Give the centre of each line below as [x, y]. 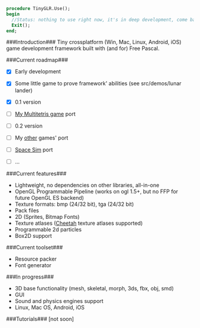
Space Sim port [34, 150]
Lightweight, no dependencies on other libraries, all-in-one [87, 185]
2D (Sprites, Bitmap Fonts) [47, 216]
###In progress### [30, 277]
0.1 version [28, 102]
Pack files [27, 210]
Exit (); [21, 25]
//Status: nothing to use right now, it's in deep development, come [99, 20]
